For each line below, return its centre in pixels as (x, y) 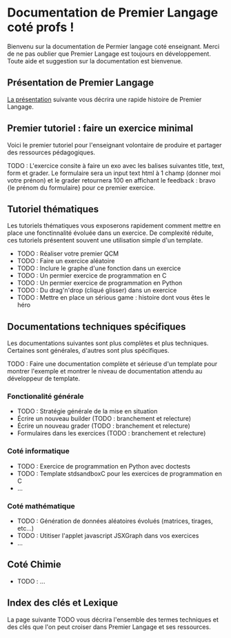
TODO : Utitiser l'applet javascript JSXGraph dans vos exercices (108, 536)
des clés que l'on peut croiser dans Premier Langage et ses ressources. (109, 627)
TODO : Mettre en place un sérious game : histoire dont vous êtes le (113, 298)
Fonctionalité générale (46, 396)
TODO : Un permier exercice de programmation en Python (100, 283)
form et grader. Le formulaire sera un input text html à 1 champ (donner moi (114, 173)
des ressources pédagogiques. (51, 152)
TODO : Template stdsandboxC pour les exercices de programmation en (119, 473)
